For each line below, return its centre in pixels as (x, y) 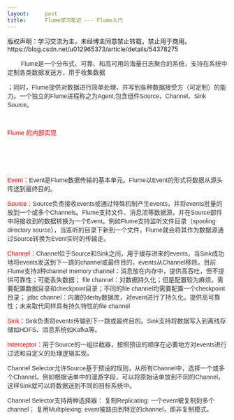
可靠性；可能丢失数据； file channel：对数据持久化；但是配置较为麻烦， (115, 280)
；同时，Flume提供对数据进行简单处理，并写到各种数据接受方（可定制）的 (114, 87)
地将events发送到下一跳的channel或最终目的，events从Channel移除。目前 (112, 262)
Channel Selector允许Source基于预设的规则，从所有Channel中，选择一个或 (113, 368)
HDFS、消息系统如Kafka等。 (60, 329)
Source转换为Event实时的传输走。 (61, 238)
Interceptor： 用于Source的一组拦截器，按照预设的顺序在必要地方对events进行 (117, 344)
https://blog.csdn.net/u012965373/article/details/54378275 (93, 49)
